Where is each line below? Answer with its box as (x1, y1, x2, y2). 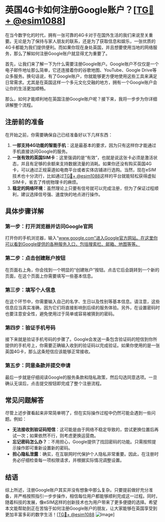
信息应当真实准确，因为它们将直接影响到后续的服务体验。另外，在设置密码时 (5, 305, 160, 311)
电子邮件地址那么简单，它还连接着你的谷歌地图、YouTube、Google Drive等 (5, 67, 157, 73)
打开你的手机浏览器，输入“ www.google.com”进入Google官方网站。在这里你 (5, 235, 158, 241)
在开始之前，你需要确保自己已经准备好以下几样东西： (5, 132, 113, 137)
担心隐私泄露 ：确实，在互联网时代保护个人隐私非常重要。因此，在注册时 (12, 451, 159, 457)
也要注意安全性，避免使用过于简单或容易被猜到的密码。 (5, 311, 117, 317)
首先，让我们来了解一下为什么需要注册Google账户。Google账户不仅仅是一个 (5, 61, 159, 67)
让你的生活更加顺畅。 (5, 85, 48, 91)
